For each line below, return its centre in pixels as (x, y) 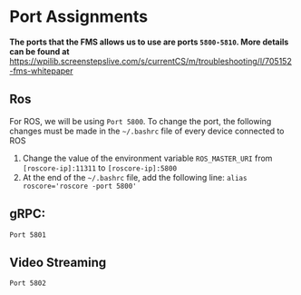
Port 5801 (28, 235)
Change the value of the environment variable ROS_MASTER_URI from (147, 158)
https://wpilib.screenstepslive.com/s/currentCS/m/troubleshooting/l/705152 (150, 61)
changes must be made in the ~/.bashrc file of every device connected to (147, 131)
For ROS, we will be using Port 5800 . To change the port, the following (141, 121)
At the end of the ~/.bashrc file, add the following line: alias (135, 177)
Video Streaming (58, 262)
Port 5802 (28, 283)
